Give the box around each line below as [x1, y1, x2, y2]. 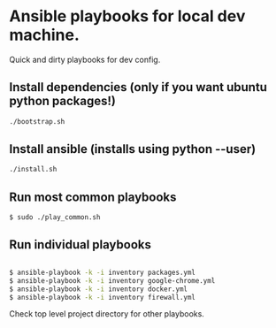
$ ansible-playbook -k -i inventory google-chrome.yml [9, 276, 216, 285]
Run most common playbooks [9, 189, 177, 204]
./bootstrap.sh [9, 117, 65, 126]
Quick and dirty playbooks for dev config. [9, 54, 161, 65]
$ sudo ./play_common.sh [9, 213, 101, 222]
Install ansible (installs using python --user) [9, 141, 257, 156]
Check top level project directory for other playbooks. [9, 309, 205, 319]
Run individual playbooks [9, 237, 152, 252]
